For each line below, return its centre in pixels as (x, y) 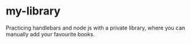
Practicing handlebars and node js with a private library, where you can (95, 28)
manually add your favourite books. (51, 34)
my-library (33, 11)
